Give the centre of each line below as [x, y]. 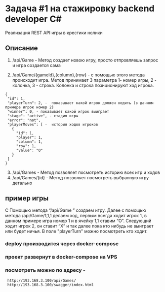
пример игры [27, 198]
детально [22, 183]
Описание [21, 48]
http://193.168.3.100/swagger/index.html [50, 285]
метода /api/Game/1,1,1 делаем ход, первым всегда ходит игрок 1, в [76, 215]
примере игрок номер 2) [30, 107]
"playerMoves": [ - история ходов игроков [53, 124]
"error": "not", [24, 120]
